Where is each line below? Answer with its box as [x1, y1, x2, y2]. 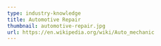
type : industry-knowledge [7, 9, 81, 17]
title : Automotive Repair [7, 16, 81, 23]
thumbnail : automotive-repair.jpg [7, 22, 106, 29]
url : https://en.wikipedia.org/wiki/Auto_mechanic [7, 28, 155, 36]
